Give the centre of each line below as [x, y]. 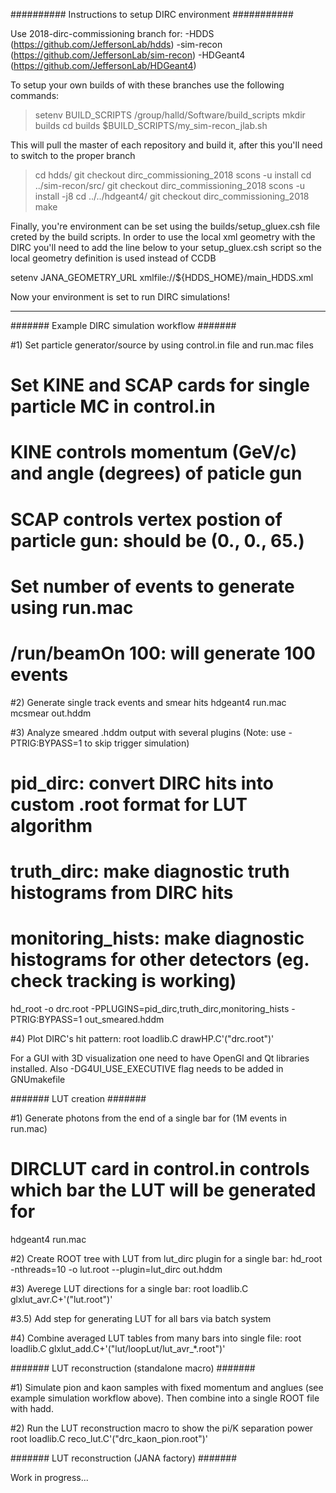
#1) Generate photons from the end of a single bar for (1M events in [149, 1118]
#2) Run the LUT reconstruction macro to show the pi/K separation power [162, 1428]
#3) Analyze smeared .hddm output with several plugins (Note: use [148, 732]
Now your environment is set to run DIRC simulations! [120, 297]
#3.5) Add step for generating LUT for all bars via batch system [141, 1318]
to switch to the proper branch [73, 155]
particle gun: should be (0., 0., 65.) [157, 540]
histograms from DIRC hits [122, 893]
